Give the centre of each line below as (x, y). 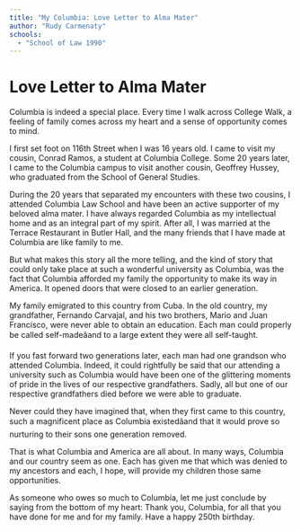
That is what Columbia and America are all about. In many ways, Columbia (147, 452)
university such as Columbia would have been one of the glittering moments (150, 375)
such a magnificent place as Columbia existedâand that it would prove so (145, 421)
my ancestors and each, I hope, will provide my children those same (135, 471)
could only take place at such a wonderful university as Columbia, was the (147, 270)
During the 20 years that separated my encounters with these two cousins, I (150, 195)
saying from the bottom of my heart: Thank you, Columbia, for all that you (145, 508)
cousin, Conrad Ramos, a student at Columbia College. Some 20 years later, (150, 158)
